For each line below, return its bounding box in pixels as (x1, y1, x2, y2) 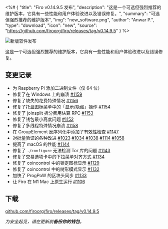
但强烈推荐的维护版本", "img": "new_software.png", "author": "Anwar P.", (5, 17, 154, 22)
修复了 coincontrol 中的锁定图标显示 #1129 (12, 160, 100, 166)
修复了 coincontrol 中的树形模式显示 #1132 (12, 166, 100, 172)
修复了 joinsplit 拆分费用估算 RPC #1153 (12, 110, 93, 116)
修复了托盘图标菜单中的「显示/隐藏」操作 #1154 (12, 104, 111, 110)
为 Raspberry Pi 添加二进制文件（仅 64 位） (12, 85, 102, 91)
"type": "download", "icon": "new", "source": (5, 22, 97, 28)
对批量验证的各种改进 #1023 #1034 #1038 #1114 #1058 (12, 135, 125, 141)
